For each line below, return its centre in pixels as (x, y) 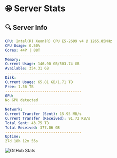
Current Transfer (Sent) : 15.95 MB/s (43, 114)
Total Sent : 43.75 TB (27, 123)
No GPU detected (21, 100)
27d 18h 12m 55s (21, 141)
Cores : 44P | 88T (23, 50)
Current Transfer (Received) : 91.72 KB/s (48, 118)
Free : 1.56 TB (19, 87)
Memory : (13, 59)
